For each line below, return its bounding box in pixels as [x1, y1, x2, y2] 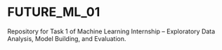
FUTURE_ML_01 [7, 4, 100, 20]
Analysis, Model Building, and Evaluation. [7, 34, 126, 42]
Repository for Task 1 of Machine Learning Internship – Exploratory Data [7, 27, 216, 35]
